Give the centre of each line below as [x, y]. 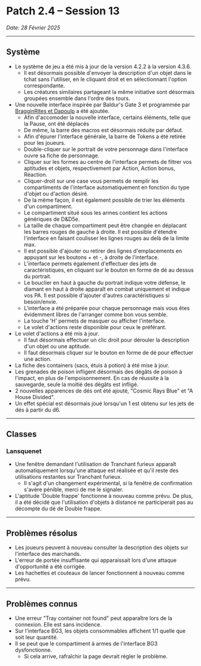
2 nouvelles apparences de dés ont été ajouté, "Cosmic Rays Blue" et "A [104, 391]
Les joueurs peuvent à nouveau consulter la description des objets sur [101, 548]
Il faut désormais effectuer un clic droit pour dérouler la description [106, 340]
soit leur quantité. [36, 637]
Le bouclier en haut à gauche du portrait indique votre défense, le [105, 282]
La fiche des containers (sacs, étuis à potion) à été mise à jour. [92, 365]
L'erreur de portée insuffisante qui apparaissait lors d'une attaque [96, 560]
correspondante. [44, 86]
